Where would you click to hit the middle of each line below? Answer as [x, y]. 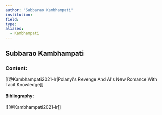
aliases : [14, 29]
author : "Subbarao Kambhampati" [39, 10]
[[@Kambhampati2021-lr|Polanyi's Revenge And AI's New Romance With [82, 79]
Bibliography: [20, 96]
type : [11, 24]
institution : [19, 15]
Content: [16, 68]
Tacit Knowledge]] [24, 84]
